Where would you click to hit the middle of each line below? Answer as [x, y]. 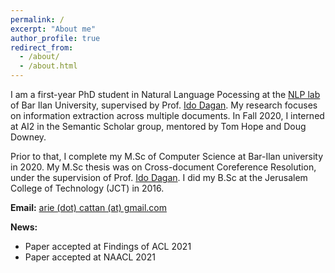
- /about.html [48, 66]
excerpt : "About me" [53, 29]
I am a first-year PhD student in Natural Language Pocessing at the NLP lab [165, 94]
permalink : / [37, 19]
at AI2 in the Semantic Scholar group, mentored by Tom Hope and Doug [158, 126]
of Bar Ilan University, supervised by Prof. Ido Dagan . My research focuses [164, 105]
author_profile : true [55, 38]
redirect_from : [42, 47]
